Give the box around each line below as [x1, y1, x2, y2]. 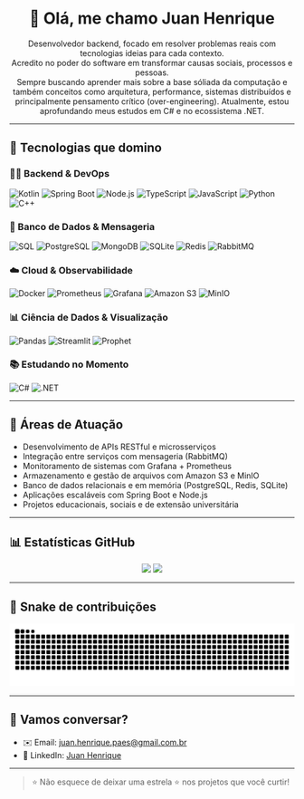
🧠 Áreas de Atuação [9, 417, 124, 433]
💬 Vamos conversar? [9, 712, 128, 727]
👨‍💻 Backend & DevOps [9, 168, 110, 180]
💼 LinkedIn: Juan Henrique [22, 749, 122, 760]
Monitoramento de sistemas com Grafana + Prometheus [22, 460, 233, 471]
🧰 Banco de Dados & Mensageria [9, 220, 156, 233]
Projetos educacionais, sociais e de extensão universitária [22, 498, 240, 510]
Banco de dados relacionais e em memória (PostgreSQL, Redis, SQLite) [22, 479, 289, 490]
